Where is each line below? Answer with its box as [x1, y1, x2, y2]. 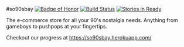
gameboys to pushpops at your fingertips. [6, 23, 107, 30]
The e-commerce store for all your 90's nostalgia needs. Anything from [6, 17, 179, 23]
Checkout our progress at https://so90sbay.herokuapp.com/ [6, 34, 152, 41]
